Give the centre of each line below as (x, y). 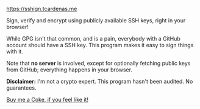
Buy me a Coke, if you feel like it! (47, 100)
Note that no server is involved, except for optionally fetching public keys (98, 63)
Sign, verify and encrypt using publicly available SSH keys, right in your (96, 20)
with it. (15, 51)
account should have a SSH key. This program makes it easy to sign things (100, 45)
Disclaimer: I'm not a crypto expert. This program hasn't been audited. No (100, 81)
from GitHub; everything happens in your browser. (70, 70)
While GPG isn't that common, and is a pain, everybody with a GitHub (94, 38)
